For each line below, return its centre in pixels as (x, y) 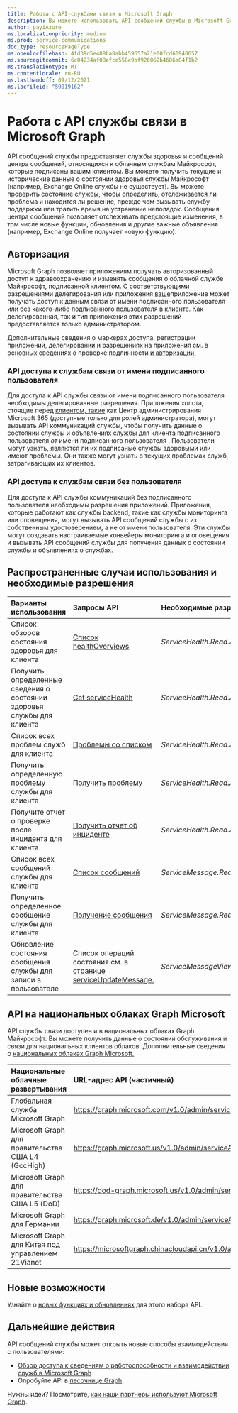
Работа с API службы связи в (97, 122)
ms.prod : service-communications (57, 40)
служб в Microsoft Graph (55, 1373)
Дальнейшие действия (61, 1327)
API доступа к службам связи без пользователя (95, 482)
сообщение (31, 915)
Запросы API (96, 607)
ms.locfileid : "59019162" (45, 87)
